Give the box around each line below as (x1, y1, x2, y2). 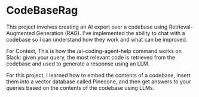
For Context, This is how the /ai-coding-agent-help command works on (6, 47, 182, 54)
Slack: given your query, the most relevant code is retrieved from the (6, 54, 175, 61)
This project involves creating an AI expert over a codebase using (6, 23, 168, 30)
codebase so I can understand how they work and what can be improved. (6, 36, 188, 43)
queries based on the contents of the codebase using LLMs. (6, 84, 155, 91)
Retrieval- (169, 23, 193, 30)
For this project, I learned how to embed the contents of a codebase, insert (6, 71, 191, 79)
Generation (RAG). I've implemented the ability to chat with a (36, 29, 185, 36)
